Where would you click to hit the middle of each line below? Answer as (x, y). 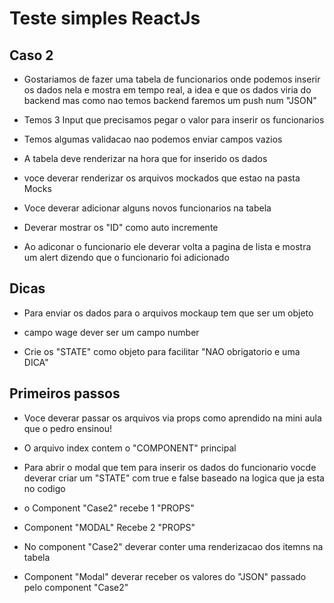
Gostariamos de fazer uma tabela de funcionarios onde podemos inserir (172, 79)
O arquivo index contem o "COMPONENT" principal (130, 448)
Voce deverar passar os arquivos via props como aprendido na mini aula (172, 418)
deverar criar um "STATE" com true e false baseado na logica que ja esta (174, 478)
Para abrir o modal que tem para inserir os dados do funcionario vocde (170, 467)
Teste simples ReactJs (105, 18)
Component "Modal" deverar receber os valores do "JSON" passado (165, 576)
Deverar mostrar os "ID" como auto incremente (121, 227)
